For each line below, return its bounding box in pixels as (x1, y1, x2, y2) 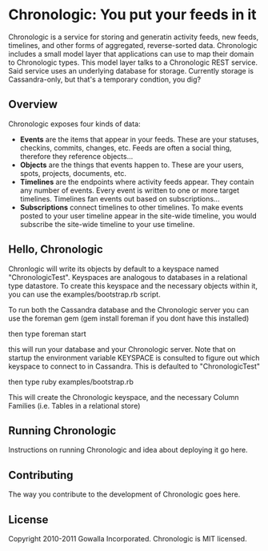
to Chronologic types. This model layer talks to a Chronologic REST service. (8, 58, 258, 67)
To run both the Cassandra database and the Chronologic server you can (8, 305, 250, 314)
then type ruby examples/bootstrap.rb (8, 377, 134, 386)
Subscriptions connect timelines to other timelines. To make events (19, 202, 244, 212)
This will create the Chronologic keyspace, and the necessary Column (8, 392, 239, 401)
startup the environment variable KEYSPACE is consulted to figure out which (8, 353, 260, 362)
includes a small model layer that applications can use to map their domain (8, 49, 254, 58)
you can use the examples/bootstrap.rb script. (8, 289, 162, 299)
